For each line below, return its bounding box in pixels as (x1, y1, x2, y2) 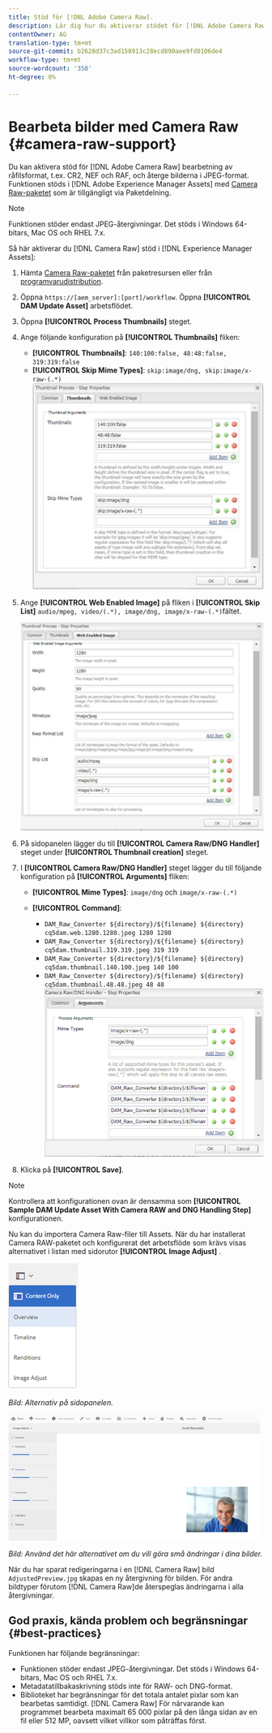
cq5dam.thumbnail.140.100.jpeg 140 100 (44, 963, 180, 972)
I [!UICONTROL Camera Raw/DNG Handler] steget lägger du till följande (19, 863, 262, 873)
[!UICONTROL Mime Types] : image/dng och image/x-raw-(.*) (32, 887, 238, 897)
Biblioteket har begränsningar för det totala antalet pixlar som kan (19, 1689, 239, 1700)
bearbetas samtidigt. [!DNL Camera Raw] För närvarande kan (19, 1698, 225, 1708)
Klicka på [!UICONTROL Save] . (19, 1165, 124, 1175)
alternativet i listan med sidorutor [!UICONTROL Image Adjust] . (8, 1246, 222, 1256)
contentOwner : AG (8, 30, 67, 38)
